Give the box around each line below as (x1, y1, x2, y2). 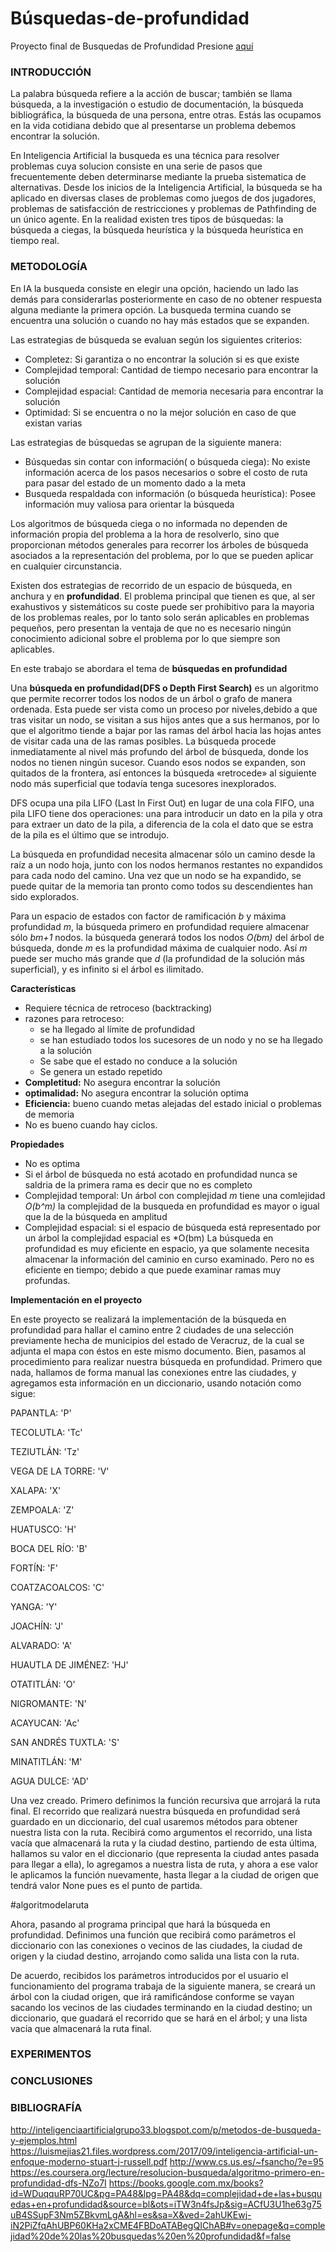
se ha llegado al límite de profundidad (39, 1023, 195, 1035)
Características (10, 982, 77, 994)
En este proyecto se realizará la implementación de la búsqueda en (10, 1313, 287, 1325)
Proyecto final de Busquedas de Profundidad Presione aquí (10, 40, 254, 52)
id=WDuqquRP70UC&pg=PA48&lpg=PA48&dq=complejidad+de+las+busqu (10, 2187, 323, 2199)
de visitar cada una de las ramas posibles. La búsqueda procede (10, 735, 277, 747)
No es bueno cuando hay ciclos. (24, 1118, 158, 1131)
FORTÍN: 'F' (10, 1562, 58, 1574)
